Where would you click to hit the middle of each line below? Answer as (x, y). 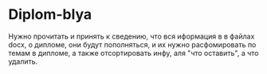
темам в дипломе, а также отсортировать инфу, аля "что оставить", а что (133, 53)
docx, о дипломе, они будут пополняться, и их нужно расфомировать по (132, 44)
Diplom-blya (50, 15)
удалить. (23, 61)
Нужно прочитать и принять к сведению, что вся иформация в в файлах (132, 36)
